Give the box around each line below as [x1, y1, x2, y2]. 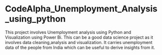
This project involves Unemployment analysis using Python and [5, 29, 132, 35]
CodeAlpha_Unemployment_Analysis [5, 3, 158, 14]
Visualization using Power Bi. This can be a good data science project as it [5, 34, 153, 40]
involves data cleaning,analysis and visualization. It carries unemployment [5, 39, 153, 45]
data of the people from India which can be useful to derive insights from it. [5, 44, 155, 50]
